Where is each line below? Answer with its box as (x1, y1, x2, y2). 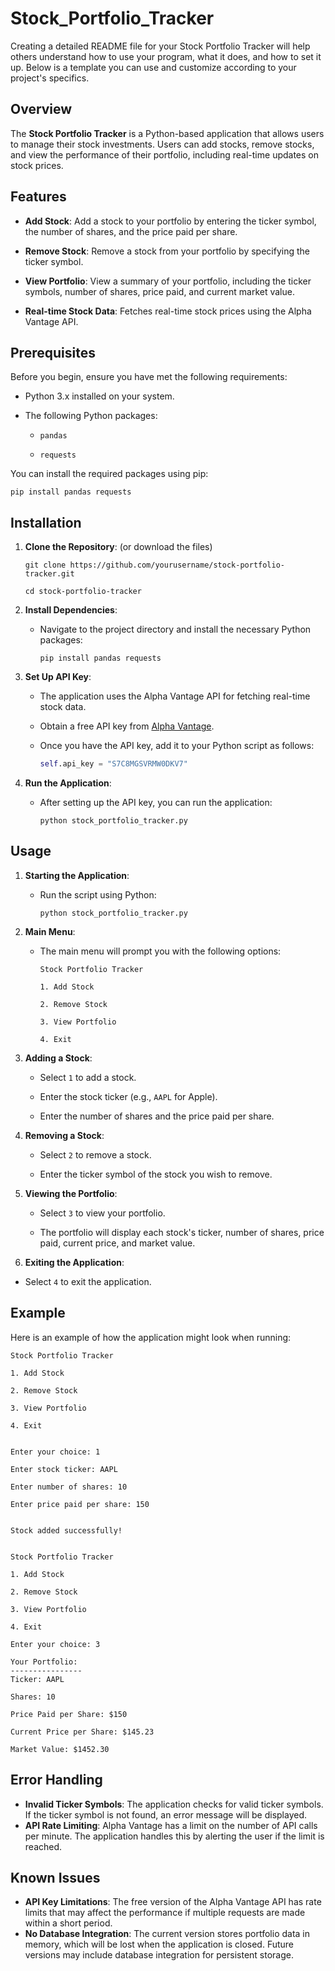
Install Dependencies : (24, 604, 118, 616)
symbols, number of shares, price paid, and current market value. (24, 285, 295, 297)
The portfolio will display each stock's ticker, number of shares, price (39, 1226, 325, 1238)
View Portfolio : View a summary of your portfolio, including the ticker (24, 275, 312, 287)
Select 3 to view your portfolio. (39, 1207, 166, 1219)
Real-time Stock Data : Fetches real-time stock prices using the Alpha (24, 305, 312, 317)
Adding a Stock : (24, 1052, 93, 1064)
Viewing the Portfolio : (24, 1187, 118, 1199)
